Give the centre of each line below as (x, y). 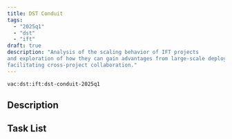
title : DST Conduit (35, 13)
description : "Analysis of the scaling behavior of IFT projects (103, 53)
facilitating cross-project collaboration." (72, 65)
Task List (27, 129)
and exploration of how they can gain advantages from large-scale (106, 59)
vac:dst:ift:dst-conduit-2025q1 (54, 84)
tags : (15, 20)
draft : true (24, 46)
